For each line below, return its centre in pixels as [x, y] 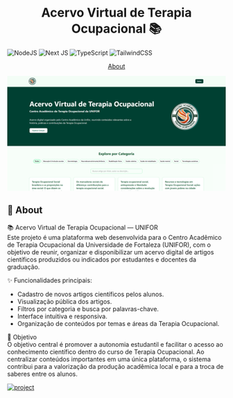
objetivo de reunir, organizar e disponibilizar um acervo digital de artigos [111, 252]
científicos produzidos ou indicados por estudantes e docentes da [102, 259]
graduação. [24, 267]
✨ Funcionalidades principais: [50, 280]
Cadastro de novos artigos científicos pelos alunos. [90, 294]
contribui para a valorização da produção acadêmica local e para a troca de [115, 366]
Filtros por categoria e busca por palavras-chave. [88, 309]
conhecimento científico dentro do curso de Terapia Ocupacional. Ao [106, 352]
